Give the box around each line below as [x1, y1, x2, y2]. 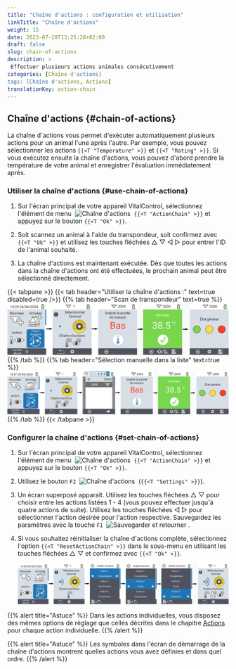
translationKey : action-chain [7, 85, 96, 93]
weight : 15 [7, 26, 39, 33]
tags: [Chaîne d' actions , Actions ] [7, 78, 112, 85]
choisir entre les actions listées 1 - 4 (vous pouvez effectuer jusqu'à [17, 498, 214, 506]
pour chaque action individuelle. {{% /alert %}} [7, 626, 143, 635]
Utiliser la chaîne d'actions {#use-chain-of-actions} [7, 186, 188, 196]
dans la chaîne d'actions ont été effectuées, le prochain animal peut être [17, 267, 227, 275]
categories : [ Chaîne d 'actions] [7, 70, 102, 77]
